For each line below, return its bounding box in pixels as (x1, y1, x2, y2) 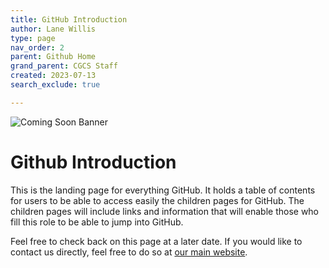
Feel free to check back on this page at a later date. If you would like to (10, 235, 303, 247)
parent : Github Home (10, 52, 97, 62)
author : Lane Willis (10, 24, 97, 34)
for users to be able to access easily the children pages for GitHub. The (10, 194, 305, 206)
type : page (10, 33, 56, 43)
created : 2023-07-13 (10, 71, 97, 81)
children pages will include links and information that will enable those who (10, 205, 320, 217)
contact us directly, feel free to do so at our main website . (10, 246, 248, 258)
